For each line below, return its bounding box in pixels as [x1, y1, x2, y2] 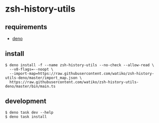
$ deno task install [5, 114, 47, 119]
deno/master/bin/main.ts [5, 84, 56, 88]
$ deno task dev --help [5, 110, 54, 115]
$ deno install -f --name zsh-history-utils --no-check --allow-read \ [5, 62, 154, 68]
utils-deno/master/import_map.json [5, 75, 78, 80]
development [5, 97, 46, 105]
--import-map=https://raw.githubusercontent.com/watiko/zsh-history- [9, 71, 154, 76]
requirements [5, 23, 47, 31]
